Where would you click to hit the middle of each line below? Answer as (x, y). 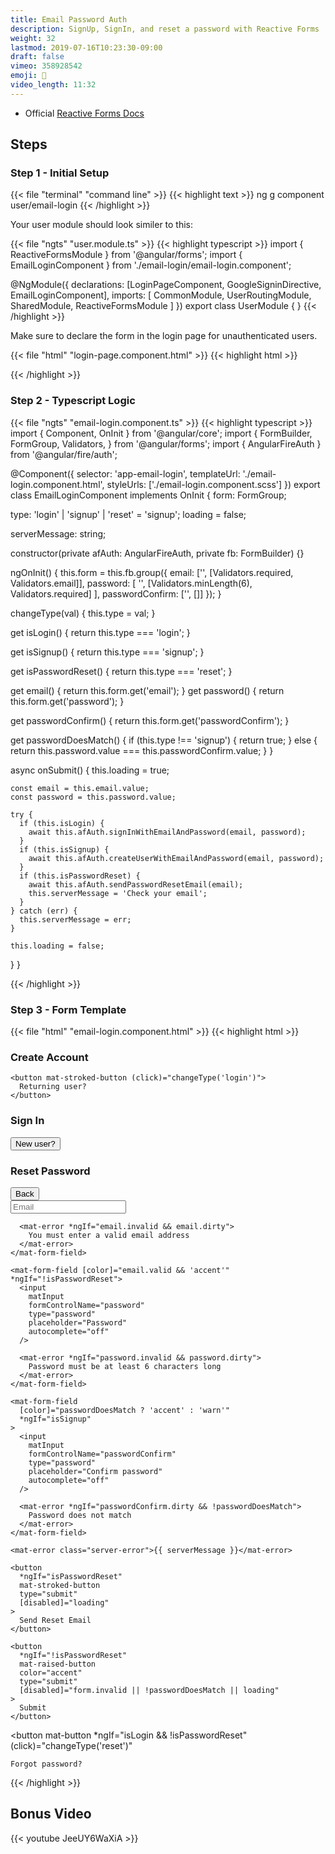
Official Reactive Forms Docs (84, 113)
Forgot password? (46, 1764)
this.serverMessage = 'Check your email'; (118, 893)
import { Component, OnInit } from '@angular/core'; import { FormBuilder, (161, 433)
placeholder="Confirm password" (95, 1471)
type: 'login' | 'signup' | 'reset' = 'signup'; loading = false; (128, 514)
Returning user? (53, 1087)
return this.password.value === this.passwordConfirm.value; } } (142, 750)
